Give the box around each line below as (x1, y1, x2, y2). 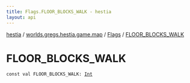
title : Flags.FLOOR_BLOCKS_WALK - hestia (6, 8, 112, 15)
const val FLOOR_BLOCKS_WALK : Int (6, 71, 93, 78)
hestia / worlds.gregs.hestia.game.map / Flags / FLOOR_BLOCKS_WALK (6, 30, 185, 38)
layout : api (6, 14, 36, 20)
